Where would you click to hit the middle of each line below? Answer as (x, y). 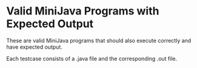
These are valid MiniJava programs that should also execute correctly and (99, 40)
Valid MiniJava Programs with (83, 11)
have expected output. (34, 47)
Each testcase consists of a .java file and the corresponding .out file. (92, 58)
